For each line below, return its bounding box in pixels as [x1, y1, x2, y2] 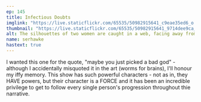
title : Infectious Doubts [6, 14, 71, 20]
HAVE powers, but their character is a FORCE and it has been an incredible [6, 77, 190, 84]
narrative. [6, 90, 30, 97]
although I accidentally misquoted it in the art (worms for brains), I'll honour [6, 64, 193, 72]
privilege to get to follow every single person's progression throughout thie [6, 84, 191, 91]
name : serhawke [6, 36, 44, 42]
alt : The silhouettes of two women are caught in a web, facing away [6, 31, 184, 37]
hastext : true [6, 42, 42, 48]
